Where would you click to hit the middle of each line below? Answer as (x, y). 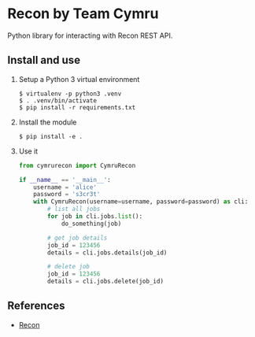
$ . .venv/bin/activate (58, 100)
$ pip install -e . (51, 136)
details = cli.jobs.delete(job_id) (106, 281)
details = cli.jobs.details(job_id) (107, 253)
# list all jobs (74, 209)
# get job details (78, 238)
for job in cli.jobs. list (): (95, 217)
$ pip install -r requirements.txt (77, 107)
